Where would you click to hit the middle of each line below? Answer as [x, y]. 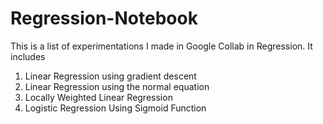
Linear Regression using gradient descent [110, 76]
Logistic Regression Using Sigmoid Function [115, 108]
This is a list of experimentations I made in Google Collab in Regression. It [161, 46]
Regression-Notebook [104, 18]
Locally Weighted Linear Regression [98, 97]
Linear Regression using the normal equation [117, 86]
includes [28, 56]
